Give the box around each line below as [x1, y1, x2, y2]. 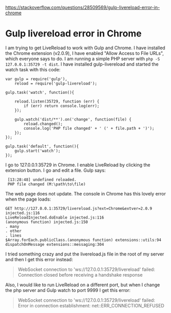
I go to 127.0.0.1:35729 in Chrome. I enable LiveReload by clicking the [5, 162, 151, 168]
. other [5, 228, 22, 233]
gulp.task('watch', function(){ [5, 90, 74, 95]
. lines [5, 233, 22, 238]
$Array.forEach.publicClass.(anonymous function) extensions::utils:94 [5, 237, 161, 243]
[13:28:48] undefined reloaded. [7, 177, 77, 182]
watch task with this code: [5, 66, 60, 72]
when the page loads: [5, 196, 51, 202]
